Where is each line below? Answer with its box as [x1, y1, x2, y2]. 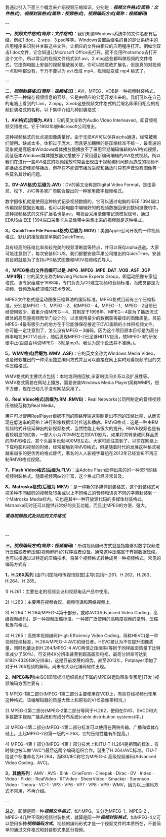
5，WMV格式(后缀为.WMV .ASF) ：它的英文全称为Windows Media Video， [5, 350, 158, 356]
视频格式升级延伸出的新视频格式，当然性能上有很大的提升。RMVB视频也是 [5, 426, 157, 431]
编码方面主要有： [9, 680, 44, 686]
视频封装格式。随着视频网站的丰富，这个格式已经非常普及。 [5, 473, 126, 479]
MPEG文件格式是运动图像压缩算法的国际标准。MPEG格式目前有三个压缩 [5, 297, 152, 302]
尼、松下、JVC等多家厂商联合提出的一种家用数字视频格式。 [5, 188, 126, 193]
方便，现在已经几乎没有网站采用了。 [9, 386, 83, 391]
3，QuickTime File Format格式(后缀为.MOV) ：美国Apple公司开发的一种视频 [5, 228, 160, 233]
